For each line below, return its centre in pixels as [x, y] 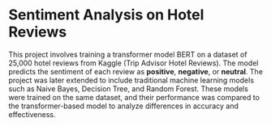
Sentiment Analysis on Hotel [106, 15]
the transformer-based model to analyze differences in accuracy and [124, 106]
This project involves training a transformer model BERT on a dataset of [128, 54]
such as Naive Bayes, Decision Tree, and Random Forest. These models [129, 88]
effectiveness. [32, 114]
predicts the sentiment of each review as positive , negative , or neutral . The [136, 71]
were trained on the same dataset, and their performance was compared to [134, 97]
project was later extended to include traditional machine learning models [131, 80]
